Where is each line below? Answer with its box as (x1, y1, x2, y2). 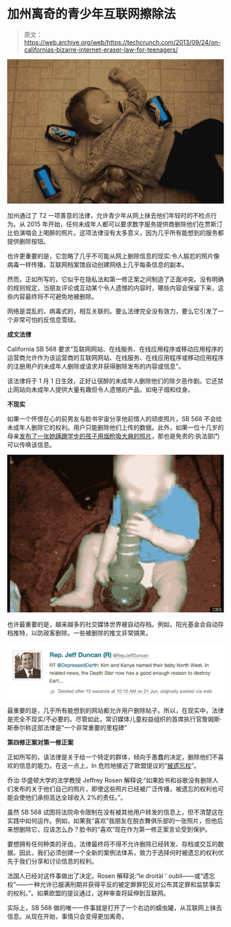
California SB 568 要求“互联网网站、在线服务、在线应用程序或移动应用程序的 (7, 345, 223, 353)
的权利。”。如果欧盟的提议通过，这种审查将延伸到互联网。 (7, 889, 170, 897)
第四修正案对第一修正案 (7, 738, 74, 746)
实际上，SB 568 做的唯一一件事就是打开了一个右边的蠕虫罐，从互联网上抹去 (7, 904, 222, 912)
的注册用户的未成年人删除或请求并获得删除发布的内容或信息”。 (7, 362, 185, 370)
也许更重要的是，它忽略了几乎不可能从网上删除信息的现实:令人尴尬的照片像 (7, 252, 220, 260)
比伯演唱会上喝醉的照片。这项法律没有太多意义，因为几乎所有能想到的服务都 (7, 228, 224, 236)
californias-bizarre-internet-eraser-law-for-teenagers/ (23, 45, 179, 54)
